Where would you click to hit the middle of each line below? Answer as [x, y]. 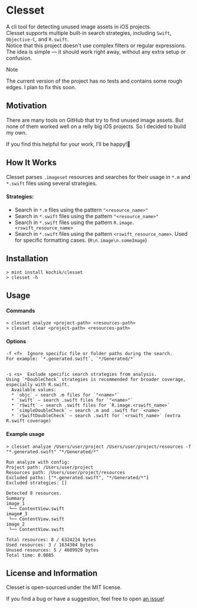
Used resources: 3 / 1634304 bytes [50, 545]
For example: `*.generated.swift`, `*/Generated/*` [71, 359]
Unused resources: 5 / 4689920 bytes [52, 550]
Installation [27, 259]
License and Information [52, 573]
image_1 [16, 503]
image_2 [16, 524]
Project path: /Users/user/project [50, 467]
